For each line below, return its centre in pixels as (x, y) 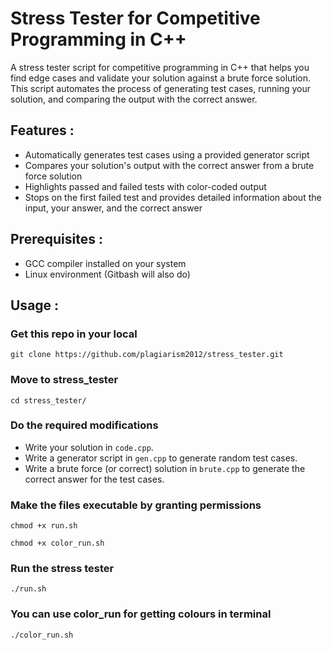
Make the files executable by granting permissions (136, 505)
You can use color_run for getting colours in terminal (141, 614)
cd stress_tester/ (48, 400)
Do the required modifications (84, 425)
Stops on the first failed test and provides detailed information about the (173, 197)
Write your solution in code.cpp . (89, 447)
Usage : (35, 305)
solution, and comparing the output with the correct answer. (134, 99)
